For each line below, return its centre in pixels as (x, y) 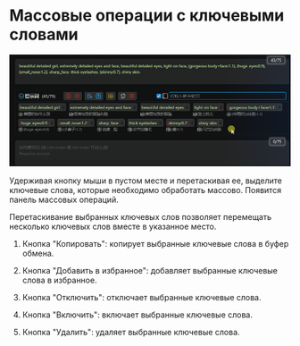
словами (44, 34)
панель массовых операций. (64, 199)
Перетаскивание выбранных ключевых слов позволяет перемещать (141, 216)
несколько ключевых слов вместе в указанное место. (113, 226)
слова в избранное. (59, 280)
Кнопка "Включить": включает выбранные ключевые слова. (137, 315)
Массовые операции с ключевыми (147, 16)
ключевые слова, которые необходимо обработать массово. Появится (146, 190)
